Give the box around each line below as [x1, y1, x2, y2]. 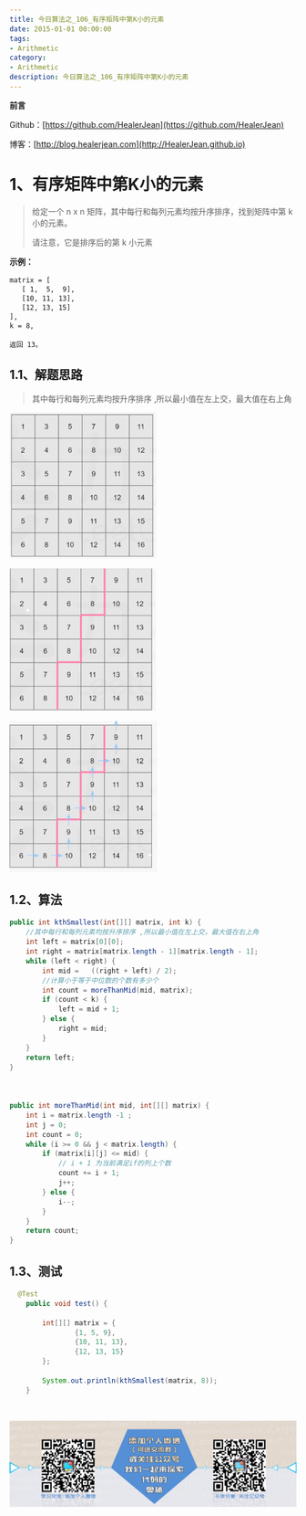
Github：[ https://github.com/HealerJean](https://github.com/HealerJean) [9, 119, 284, 130]
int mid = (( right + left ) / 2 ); [42, 966, 178, 975]
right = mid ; [57, 1024, 107, 1034]
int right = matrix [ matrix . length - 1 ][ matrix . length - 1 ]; [25, 947, 259, 956]
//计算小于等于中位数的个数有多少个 [42, 975, 159, 985]
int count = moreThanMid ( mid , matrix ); [42, 985, 194, 995]
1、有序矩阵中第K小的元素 [9, 174, 204, 195]
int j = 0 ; [25, 1120, 67, 1130]
